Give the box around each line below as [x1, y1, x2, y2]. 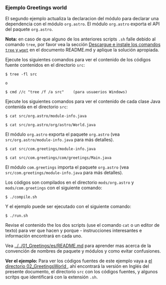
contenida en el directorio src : [5, 104, 68, 110]
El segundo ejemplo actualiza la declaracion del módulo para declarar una [5, 16, 159, 22]
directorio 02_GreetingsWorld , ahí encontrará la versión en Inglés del [5, 263, 149, 269]
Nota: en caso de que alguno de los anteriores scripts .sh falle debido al [5, 36, 156, 42]
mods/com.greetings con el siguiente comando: [5, 185, 102, 191]
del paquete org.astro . [5, 26, 53, 32]
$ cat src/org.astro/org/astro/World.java [5, 123, 96, 128]
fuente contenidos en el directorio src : [5, 62, 85, 68]
